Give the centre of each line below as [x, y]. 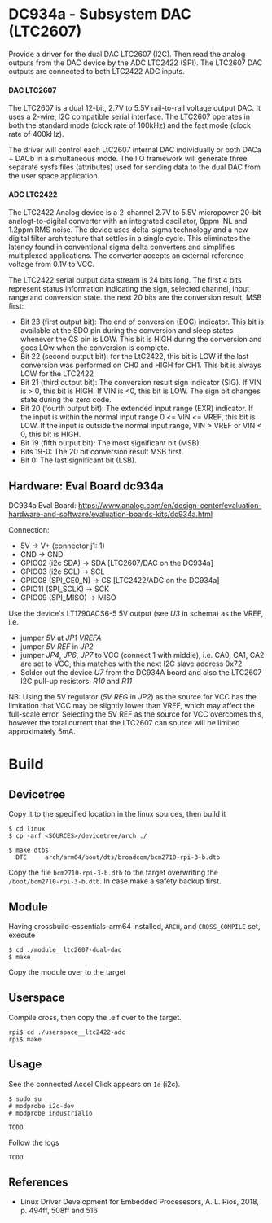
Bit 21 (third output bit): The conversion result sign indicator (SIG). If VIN [141, 383]
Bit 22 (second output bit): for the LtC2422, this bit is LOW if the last [134, 357]
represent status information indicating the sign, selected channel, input [129, 289]
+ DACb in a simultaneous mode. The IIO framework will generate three [128, 159]
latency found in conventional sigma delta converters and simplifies [122, 247]
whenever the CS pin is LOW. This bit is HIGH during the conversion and [141, 340]
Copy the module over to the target [67, 972]
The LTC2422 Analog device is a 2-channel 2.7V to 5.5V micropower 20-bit [135, 213]
